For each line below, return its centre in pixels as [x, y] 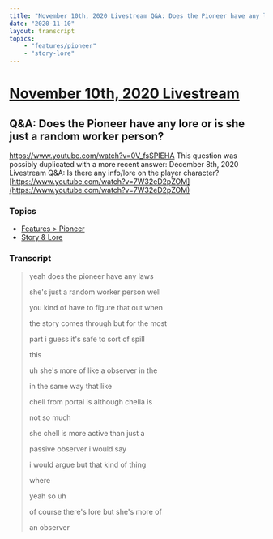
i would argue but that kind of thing [87, 464]
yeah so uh [48, 496]
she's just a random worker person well [95, 292]
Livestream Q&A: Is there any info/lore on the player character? [114, 173]
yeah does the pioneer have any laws [91, 276]
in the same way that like [70, 386]
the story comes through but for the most [98, 323]
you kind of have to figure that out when [96, 307]
